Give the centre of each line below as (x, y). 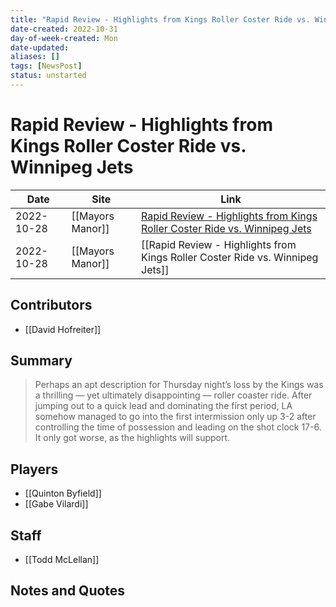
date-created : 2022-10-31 (64, 29)
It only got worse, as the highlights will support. (132, 438)
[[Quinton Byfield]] (63, 493)
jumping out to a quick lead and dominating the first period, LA (163, 406)
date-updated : (40, 47)
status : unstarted (48, 76)
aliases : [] (35, 57)
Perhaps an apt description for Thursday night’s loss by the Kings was (179, 385)
